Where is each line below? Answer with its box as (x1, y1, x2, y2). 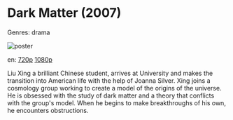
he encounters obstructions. (7, 106, 89, 114)
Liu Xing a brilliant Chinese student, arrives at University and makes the (7, 69, 213, 77)
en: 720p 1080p (7, 55, 52, 64)
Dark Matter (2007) (7, 5, 122, 21)
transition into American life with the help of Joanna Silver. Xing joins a (7, 76, 211, 85)
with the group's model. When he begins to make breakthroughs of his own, (7, 98, 226, 107)
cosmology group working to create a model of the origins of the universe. (7, 84, 222, 92)
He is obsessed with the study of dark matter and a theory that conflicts (7, 91, 215, 100)
